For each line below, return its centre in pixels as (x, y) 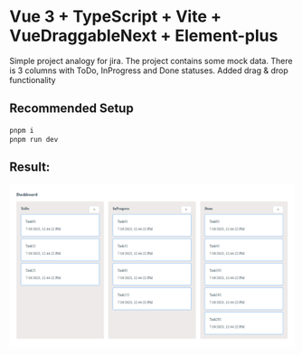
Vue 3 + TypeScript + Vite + (115, 17)
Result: (30, 168)
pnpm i (22, 130)
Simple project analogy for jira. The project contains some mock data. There (151, 61)
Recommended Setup (71, 109)
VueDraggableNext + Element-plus (144, 36)
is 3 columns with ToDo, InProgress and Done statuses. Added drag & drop (149, 70)
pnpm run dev (34, 139)
